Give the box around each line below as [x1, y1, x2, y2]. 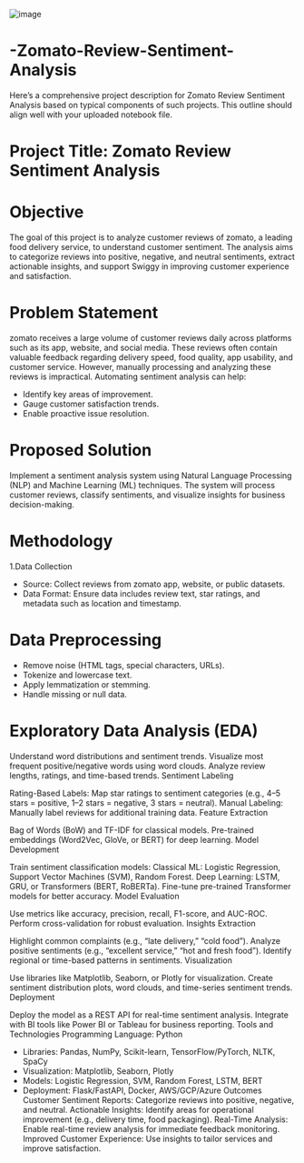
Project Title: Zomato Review [9, 141, 231, 162]
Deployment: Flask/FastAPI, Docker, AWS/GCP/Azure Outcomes [22, 1085, 262, 1096]
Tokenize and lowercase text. [22, 669, 132, 680]
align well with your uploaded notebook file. [9, 109, 172, 120]
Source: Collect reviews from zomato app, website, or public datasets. [22, 578, 286, 589]
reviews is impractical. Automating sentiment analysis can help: [9, 371, 247, 382]
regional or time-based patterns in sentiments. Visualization [9, 955, 233, 966]
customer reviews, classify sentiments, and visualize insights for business [9, 489, 286, 500]
